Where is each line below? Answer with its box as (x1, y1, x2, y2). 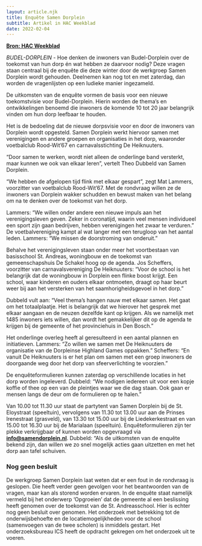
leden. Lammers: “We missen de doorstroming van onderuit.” (6, 235, 158, 242)
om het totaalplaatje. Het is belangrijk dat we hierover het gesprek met (6, 303, 181, 310)
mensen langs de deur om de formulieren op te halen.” (6, 391, 142, 398)
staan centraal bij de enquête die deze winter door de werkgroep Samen (6, 67, 186, 74)
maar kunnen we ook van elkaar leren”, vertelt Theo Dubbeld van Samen (6, 160, 186, 167)
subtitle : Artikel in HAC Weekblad (6, 20, 96, 26)
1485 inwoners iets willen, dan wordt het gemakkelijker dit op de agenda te (6, 316, 192, 323)
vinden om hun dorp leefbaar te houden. (6, 111, 107, 118)
